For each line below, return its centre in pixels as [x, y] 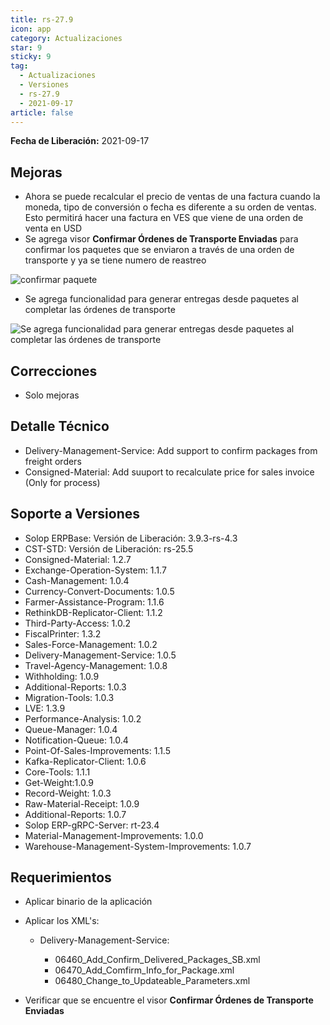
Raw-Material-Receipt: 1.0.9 [82, 803]
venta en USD [53, 228]
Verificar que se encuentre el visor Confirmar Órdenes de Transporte [169, 1000]
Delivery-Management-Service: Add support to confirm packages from [171, 450]
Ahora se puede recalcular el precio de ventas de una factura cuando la [172, 197]
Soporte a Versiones [75, 514]
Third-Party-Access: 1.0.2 [77, 623]
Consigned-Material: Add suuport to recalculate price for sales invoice [169, 472]
